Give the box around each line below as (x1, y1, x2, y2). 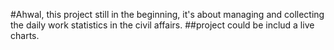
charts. (10, 30, 40, 41)
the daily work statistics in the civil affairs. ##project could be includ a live (10, 19, 315, 31)
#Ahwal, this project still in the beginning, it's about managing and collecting (10, 9, 325, 20)
